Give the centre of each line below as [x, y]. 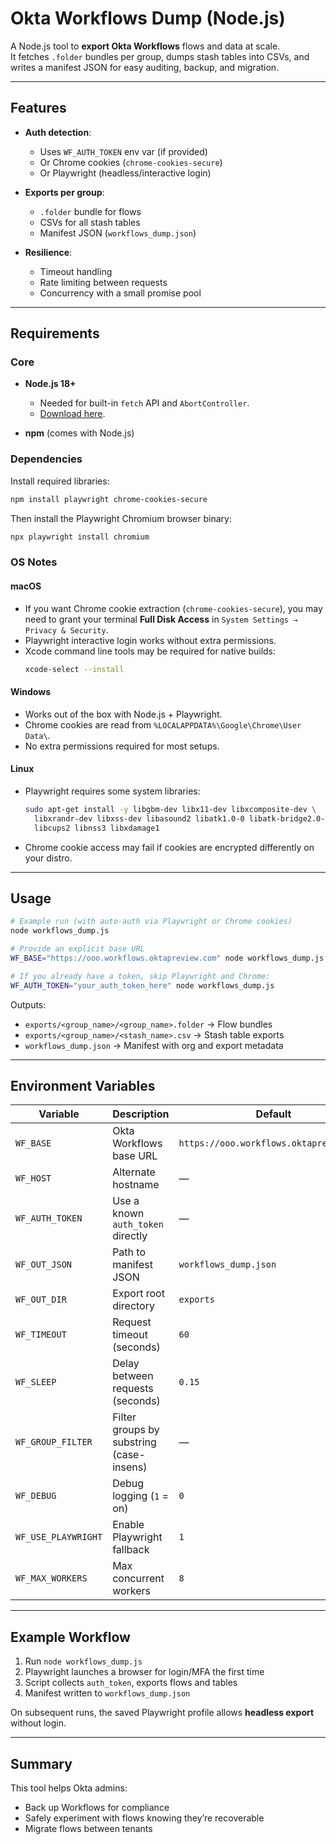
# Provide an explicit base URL [77, 949]
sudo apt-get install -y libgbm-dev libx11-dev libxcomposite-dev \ [170, 809]
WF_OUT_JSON [44, 1265]
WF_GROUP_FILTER [54, 1442]
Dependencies [46, 459]
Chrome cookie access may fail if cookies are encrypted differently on [169, 847]
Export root [138, 1294]
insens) [130, 1467]
